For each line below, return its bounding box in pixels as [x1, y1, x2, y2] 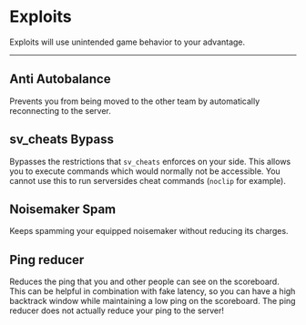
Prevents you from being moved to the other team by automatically [9, 96, 260, 107]
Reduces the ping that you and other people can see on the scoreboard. [9, 276, 280, 288]
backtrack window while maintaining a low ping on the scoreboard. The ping [9, 296, 296, 307]
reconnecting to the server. [9, 105, 112, 116]
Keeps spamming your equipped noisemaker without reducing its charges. [9, 226, 289, 237]
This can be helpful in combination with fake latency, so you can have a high [9, 286, 296, 297]
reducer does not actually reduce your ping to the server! [9, 305, 225, 316]
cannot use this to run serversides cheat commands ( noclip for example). [9, 175, 287, 186]
